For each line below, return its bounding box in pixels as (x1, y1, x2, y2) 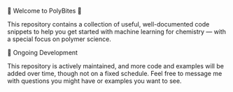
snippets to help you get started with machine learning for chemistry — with (7, 28, 226, 36)
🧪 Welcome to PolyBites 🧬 (7, 7, 82, 15)
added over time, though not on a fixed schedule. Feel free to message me (7, 70, 223, 77)
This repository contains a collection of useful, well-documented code (7, 20, 210, 28)
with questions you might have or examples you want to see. (7, 77, 182, 85)
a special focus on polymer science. (7, 35, 112, 43)
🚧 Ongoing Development (7, 49, 78, 56)
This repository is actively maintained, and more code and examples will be (7, 62, 224, 70)
